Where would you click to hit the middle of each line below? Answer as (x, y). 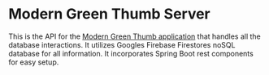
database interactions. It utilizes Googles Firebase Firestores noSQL (122, 44)
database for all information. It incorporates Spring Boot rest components (131, 53)
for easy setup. (34, 62)
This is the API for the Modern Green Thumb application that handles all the (135, 36)
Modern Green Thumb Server (110, 14)
